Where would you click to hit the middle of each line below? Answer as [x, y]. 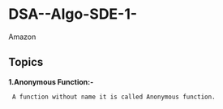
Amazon [22, 37]
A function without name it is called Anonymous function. [114, 97]
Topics [26, 62]
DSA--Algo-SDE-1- [73, 14]
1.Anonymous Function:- [51, 81]
